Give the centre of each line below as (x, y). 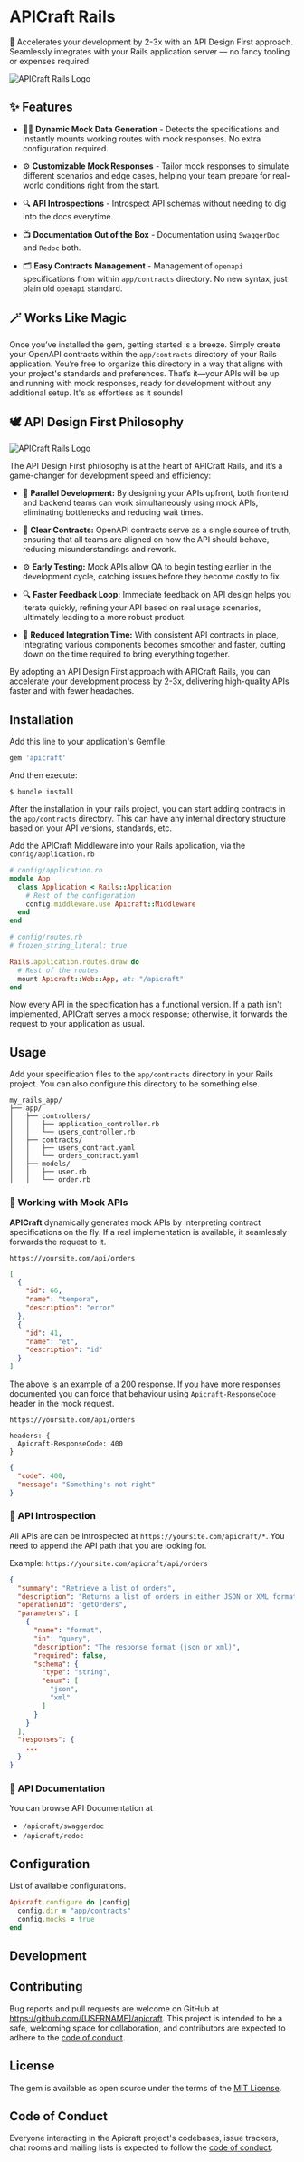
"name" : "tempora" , (62, 1300)
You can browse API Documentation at (81, 1808)
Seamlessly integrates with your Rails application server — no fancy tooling (150, 51)
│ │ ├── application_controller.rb (85, 1125)
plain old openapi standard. (72, 288)
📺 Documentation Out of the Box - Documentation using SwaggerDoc (151, 234)
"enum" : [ (60, 1681)
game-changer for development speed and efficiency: (110, 476)
